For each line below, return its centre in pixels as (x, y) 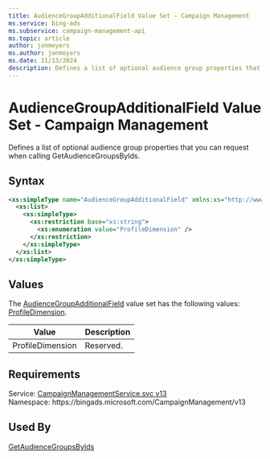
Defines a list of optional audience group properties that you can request (129, 147)
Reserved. (104, 346)
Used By (30, 427)
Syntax (27, 181)
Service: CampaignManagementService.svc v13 (88, 393)
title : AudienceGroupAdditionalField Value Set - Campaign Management (129, 16)
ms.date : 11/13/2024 (43, 61)
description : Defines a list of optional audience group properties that (135, 68)
